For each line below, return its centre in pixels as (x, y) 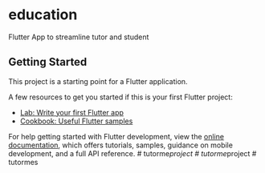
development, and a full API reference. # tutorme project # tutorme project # (132, 153)
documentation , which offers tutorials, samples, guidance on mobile (120, 145)
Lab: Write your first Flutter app (72, 112)
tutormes (23, 162)
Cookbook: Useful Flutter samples (76, 121)
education (43, 15)
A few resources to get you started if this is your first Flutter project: (120, 97)
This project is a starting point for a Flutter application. (98, 81)
